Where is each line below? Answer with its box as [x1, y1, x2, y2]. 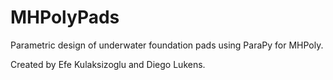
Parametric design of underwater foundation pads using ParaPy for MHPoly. [10, 39, 324, 51]
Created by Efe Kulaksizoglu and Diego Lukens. [10, 58, 206, 70]
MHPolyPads [10, 6, 120, 29]
